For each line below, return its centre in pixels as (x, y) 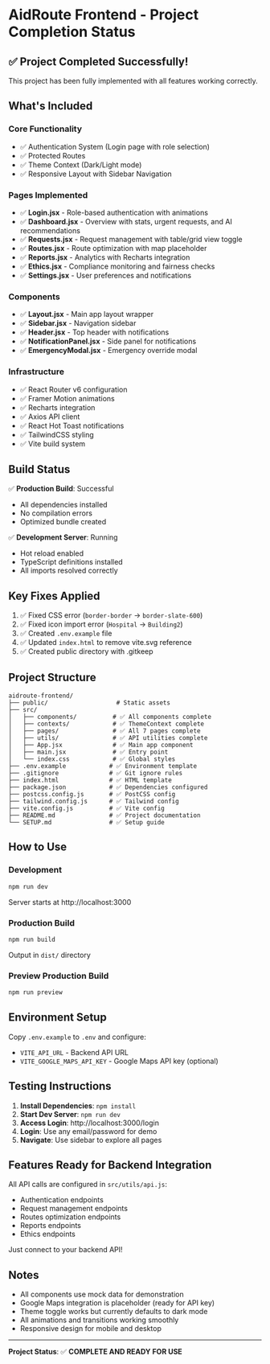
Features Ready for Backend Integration (110, 1165)
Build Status (39, 469)
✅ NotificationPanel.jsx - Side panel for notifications (108, 341)
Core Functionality (45, 129)
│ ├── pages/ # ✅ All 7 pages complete (104, 731)
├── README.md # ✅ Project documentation (104, 816)
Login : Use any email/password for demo (88, 1131)
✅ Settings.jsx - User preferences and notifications (105, 275)
